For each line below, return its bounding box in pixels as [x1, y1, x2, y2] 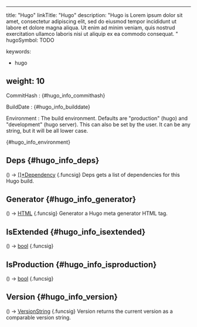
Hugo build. [6, 177, 34, 184]
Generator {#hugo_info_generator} [6, 194, 137, 204]
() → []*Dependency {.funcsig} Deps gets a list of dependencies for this [6, 171, 180, 178]
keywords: [6, 48, 31, 55]
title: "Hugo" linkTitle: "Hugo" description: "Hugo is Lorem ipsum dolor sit [6, 12, 183, 18]
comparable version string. [6, 313, 72, 321]
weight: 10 [6, 76, 45, 86]
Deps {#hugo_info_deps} [6, 156, 100, 166]
